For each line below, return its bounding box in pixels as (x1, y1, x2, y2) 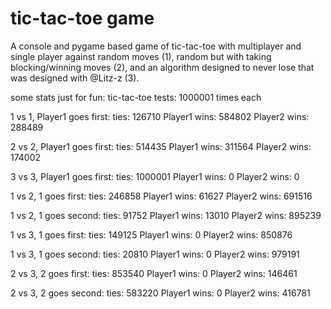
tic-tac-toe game (10, 7, 155, 30)
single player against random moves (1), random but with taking (10, 50, 272, 62)
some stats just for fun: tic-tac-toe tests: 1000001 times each (10, 91, 262, 103)
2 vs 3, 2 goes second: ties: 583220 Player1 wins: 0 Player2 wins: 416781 (10, 287, 311, 299)
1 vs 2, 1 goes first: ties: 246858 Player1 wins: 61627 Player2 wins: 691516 (10, 190, 313, 202)
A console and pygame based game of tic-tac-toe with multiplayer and (10, 40, 302, 52)
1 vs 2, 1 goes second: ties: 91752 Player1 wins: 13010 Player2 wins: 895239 (10, 209, 322, 221)
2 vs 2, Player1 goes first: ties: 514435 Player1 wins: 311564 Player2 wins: (10, 140, 312, 152)
